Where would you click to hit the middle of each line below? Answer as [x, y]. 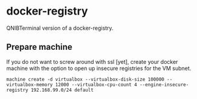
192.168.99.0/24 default [62, 90]
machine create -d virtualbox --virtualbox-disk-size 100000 [85, 79]
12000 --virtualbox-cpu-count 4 [96, 84]
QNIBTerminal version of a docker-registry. [60, 28]
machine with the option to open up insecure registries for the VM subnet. [99, 68]
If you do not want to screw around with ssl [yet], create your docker [92, 61]
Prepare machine [40, 47]
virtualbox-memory [29, 84]
